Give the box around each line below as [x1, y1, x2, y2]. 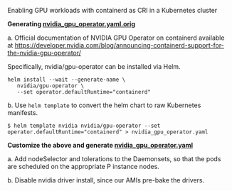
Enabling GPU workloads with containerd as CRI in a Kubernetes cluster [7, 6, 218, 14]
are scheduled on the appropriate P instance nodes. [7, 163, 160, 170]
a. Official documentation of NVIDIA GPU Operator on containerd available [7, 33, 225, 42]
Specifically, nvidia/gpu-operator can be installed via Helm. [7, 62, 181, 70]
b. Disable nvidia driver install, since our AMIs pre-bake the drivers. [7, 176, 205, 184]
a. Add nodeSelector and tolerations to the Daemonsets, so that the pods [7, 155, 221, 163]
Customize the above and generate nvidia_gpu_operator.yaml [7, 141, 194, 149]
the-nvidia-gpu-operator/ [7, 49, 82, 57]
